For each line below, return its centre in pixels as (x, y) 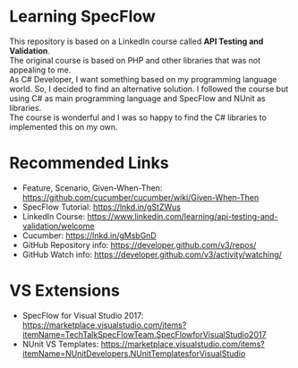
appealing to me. (40, 70)
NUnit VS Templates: (60, 344)
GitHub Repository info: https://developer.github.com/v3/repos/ (139, 244)
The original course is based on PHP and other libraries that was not (135, 60)
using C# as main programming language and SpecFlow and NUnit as (137, 98)
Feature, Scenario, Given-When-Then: (92, 188)
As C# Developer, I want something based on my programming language (143, 79)
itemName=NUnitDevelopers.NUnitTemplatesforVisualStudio (134, 353)
